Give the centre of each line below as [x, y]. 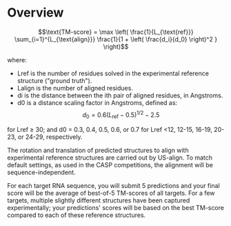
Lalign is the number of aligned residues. [75, 88]
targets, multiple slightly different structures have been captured [99, 200]
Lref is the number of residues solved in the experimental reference [113, 73]
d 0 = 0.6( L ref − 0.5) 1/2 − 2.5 [121, 115]
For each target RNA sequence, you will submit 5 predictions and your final [113, 186]
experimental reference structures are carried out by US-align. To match [110, 158]
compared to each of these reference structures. [77, 215]
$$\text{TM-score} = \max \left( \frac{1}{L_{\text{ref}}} [116, 32]
